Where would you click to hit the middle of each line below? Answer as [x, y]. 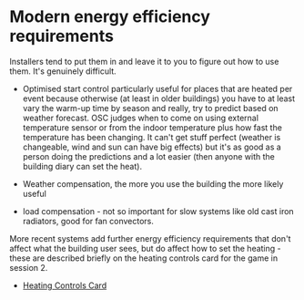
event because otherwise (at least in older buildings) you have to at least [159, 98]
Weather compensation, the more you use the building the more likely [153, 183]
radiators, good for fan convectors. [88, 221]
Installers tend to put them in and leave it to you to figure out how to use [144, 61]
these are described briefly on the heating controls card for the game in [144, 258]
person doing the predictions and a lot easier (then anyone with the [148, 156]
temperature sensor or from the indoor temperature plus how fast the [152, 127]
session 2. [29, 267]
